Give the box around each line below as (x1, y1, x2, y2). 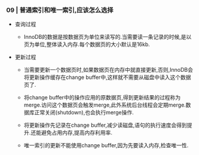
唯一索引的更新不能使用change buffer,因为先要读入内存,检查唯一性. (23, 142, 189, 149)
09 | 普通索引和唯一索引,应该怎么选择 (6, 5, 114, 14)
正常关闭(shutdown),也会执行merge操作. (34, 109, 134, 116)
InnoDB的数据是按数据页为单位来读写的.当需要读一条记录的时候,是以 (23, 34, 192, 41)
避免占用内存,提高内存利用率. (41, 129, 112, 136)
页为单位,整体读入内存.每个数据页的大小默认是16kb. (23, 41, 151, 48)
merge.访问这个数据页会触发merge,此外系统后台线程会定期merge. (23, 101, 186, 109)
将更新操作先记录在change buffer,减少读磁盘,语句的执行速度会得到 (23, 121, 187, 129)
